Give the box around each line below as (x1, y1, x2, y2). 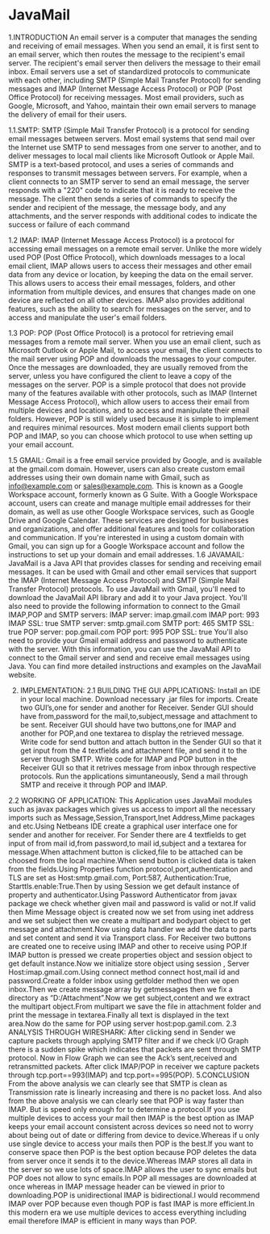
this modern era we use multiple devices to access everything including (8, 1207, 247, 1217)
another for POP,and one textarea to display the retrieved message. (19, 728, 244, 738)
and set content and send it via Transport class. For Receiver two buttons (8, 933, 251, 942)
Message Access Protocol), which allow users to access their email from (8, 397, 250, 406)
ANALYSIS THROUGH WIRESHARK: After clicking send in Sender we (8, 1027, 236, 1037)
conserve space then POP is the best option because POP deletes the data (8, 1147, 257, 1156)
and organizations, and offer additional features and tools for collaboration (8, 523, 255, 534)
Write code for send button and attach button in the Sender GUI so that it (19, 737, 262, 746)
